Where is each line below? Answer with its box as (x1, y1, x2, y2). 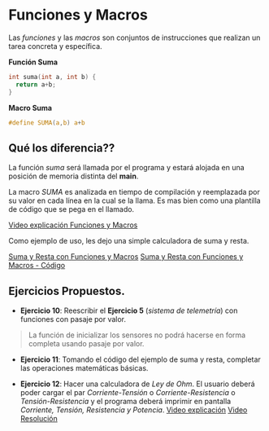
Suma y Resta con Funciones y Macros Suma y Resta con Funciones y (8, 252, 244, 262)
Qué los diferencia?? (8, 141, 115, 155)
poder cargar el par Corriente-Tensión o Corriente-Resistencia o (20, 388, 236, 398)
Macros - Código (8, 261, 66, 270)
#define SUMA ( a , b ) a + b (8, 118, 85, 127)
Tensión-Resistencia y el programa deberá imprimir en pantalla (20, 397, 232, 407)
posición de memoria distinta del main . (8, 171, 139, 181)
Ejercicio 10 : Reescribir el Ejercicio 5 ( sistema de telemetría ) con (20, 306, 238, 315)
